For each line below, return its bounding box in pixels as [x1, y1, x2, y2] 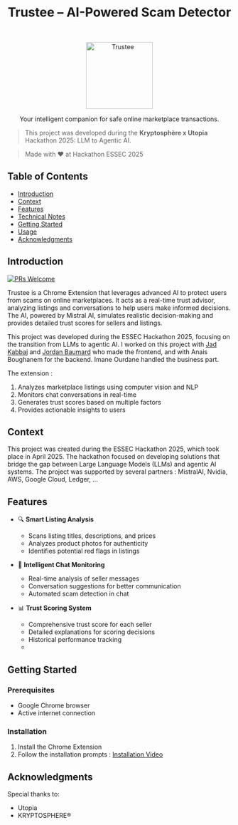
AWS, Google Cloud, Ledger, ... [7, 475, 98, 484]
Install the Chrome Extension [17, 742, 102, 752]
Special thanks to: [7, 789, 60, 798]
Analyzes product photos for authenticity [28, 539, 148, 548]
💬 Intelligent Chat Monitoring [17, 561, 105, 569]
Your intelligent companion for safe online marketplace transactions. [19, 115, 220, 123]
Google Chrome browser [17, 701, 90, 710]
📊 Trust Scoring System [17, 603, 92, 613]
